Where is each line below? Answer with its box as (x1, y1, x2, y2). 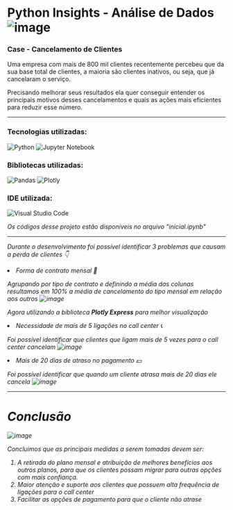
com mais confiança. (17, 473, 78, 482)
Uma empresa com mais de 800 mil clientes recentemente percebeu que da (7, 60, 225, 69)
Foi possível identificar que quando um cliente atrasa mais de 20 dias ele (7, 370, 217, 379)
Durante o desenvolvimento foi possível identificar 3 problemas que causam (7, 242, 226, 251)
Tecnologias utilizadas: (7, 127, 87, 137)
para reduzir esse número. (7, 103, 83, 112)
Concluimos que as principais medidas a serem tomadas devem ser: (7, 445, 204, 453)
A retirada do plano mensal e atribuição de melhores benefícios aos (17, 459, 213, 467)
